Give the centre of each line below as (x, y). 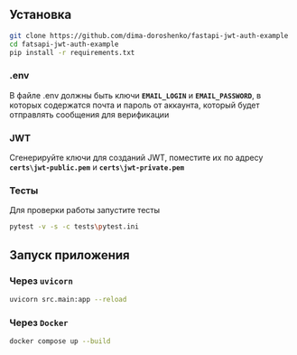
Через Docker (39, 322)
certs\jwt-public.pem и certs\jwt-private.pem (97, 167)
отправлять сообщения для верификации (89, 114)
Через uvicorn (42, 281)
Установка (41, 15)
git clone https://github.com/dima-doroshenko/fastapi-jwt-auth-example (149, 35)
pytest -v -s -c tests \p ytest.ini (74, 227)
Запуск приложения (70, 255)
